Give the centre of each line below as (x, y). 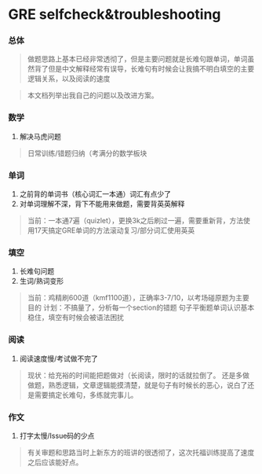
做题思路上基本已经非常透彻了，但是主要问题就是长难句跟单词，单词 (137, 59)
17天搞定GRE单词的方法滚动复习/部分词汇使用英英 (115, 230)
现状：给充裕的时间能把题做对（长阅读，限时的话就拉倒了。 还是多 (135, 375)
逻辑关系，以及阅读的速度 (69, 79)
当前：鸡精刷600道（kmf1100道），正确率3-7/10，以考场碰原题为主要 (138, 298)
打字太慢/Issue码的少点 (57, 435)
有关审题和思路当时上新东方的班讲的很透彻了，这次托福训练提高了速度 (141, 452)
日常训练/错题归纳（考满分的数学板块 (87, 153)
